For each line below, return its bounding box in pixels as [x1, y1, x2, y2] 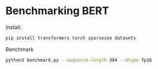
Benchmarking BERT [5, 4, 109, 18]
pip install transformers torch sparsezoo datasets [5, 35, 136, 41]
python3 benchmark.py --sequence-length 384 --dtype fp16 [5, 57, 152, 63]
